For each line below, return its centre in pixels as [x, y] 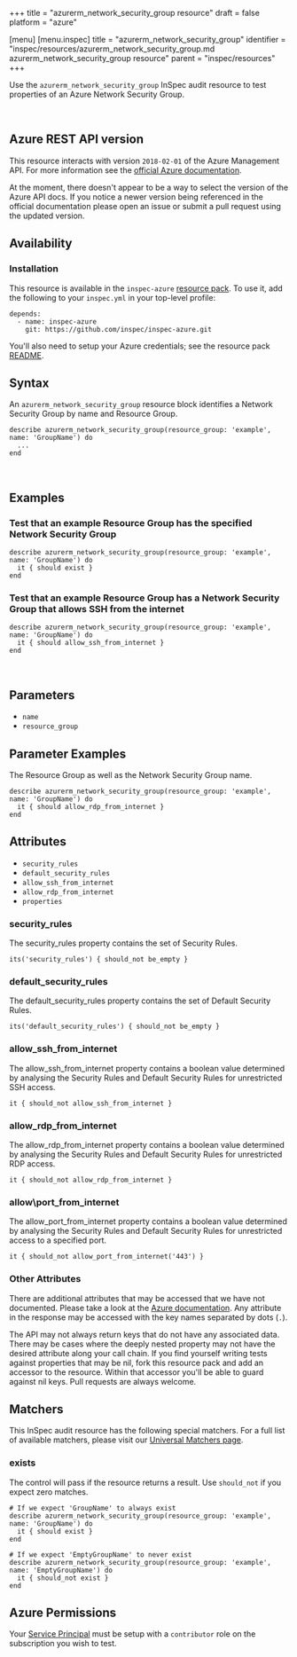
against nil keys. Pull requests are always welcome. [103, 1381]
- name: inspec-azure [57, 322]
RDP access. [32, 1163]
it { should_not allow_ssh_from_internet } [91, 1103]
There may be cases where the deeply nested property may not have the [142, 1344]
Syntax [29, 383]
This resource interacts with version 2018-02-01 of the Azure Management [145, 161]
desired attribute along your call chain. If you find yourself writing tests [138, 1353]
